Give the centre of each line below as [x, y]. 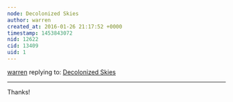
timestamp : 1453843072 [40, 33]
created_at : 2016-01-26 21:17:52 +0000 [65, 26]
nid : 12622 [23, 40]
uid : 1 [17, 53]
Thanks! [19, 92]
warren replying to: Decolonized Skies [62, 72]
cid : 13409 [23, 46]
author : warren [29, 20]
